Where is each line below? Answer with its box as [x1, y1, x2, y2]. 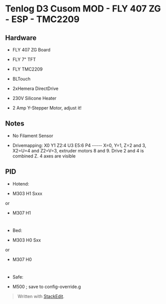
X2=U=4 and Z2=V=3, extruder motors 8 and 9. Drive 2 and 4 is [12, 147, 144, 153]
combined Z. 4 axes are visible [12, 153, 76, 159]
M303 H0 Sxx [12, 237, 41, 243]
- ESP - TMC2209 [5, 13, 80, 25]
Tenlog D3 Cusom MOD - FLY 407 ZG [5, 3, 161, 14]
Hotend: [12, 180, 29, 186]
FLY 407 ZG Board [12, 47, 51, 52]
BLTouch [12, 76, 31, 81]
